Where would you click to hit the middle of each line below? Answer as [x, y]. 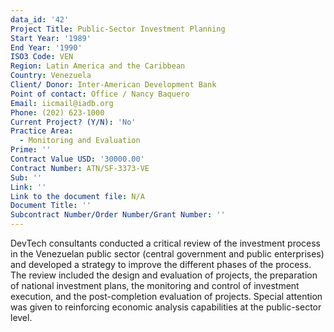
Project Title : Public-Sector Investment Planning [118, 29]
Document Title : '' [51, 206]
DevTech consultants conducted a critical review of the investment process [166, 243]
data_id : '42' [40, 19]
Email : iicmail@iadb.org [62, 103]
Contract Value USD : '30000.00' [77, 159]
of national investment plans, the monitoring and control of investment [155, 285]
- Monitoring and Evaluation [80, 141]
